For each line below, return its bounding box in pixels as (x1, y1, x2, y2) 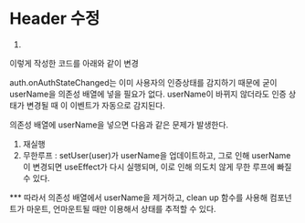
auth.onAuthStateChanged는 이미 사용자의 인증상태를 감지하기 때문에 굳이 (9, 76, 278, 87)
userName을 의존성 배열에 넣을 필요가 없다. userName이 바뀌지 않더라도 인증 (9, 88, 287, 99)
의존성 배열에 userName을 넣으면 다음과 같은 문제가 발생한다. (9, 119, 229, 130)
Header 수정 (9, 8, 100, 29)
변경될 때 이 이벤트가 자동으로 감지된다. (26, 99, 166, 110)
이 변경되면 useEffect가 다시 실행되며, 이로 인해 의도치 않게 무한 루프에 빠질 (22, 161, 292, 172)
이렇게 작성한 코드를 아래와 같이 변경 (9, 57, 139, 68)
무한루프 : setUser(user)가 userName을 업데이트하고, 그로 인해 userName (22, 149, 291, 160)
